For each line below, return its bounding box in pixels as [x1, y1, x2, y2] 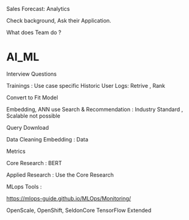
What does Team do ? [6, 29, 62, 36]
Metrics [6, 147, 26, 155]
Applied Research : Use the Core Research [6, 171, 114, 179]
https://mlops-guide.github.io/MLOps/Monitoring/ [6, 194, 132, 202]
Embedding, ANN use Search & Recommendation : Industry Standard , [6, 105, 183, 113]
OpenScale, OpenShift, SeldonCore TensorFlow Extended [6, 207, 152, 214]
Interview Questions [6, 70, 57, 77]
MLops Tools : [6, 183, 42, 190]
